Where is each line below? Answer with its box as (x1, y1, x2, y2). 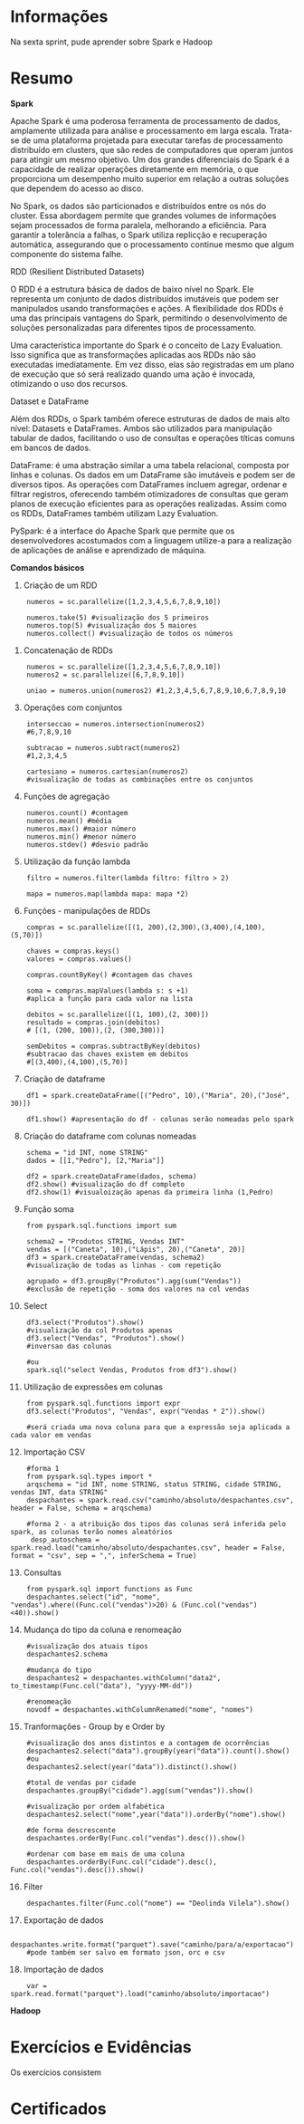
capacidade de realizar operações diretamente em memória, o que (10, 163, 259, 174)
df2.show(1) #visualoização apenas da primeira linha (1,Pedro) (26, 1187, 274, 1197)
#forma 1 (26, 1464, 60, 1473)
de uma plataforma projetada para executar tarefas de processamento (21, 134, 283, 146)
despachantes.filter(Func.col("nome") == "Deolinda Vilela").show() (26, 1898, 290, 1908)
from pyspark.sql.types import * (26, 1472, 153, 1481)
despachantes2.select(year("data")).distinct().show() (26, 1762, 238, 1772)
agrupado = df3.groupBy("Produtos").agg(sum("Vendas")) (26, 1276, 242, 1285)
